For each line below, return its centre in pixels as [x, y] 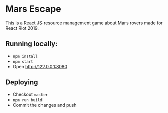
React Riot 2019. [22, 28]
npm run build [27, 100]
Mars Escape [33, 9]
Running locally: [31, 44]
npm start [23, 62]
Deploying [22, 83]
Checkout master [30, 94]
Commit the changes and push [45, 105]
